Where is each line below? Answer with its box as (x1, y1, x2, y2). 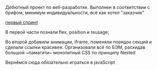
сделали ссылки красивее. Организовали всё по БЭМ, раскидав (5, 44, 145, 50)
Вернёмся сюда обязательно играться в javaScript (5, 59, 115, 65)
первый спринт (5, 20, 38, 25)
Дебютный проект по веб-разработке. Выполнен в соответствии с (5, 5, 150, 10)
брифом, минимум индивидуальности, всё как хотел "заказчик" (5, 10, 144, 16)
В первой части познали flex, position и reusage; (5, 29, 109, 35)
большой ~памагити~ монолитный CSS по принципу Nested (5, 50, 136, 55)
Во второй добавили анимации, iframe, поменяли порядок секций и (5, 39, 152, 45)
